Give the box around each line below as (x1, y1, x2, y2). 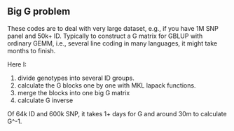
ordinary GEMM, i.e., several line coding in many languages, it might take (7, 39, 218, 48)
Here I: (7, 60, 27, 69)
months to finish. (7, 46, 56, 55)
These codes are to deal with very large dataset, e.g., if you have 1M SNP (7, 24, 219, 32)
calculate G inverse (17, 96, 74, 104)
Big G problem (7, 6, 71, 18)
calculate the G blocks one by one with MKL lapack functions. (17, 81, 196, 90)
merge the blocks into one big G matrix (17, 88, 130, 97)
